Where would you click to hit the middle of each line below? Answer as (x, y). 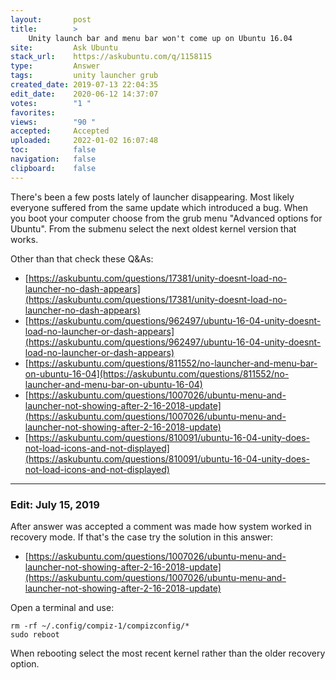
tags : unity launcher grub (84, 76)
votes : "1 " (51, 103)
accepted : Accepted (60, 131)
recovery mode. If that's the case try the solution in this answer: (142, 537)
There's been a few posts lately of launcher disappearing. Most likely (152, 197)
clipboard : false (53, 168)
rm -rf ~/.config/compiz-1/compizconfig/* (100, 626)
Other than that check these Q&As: (82, 258)
